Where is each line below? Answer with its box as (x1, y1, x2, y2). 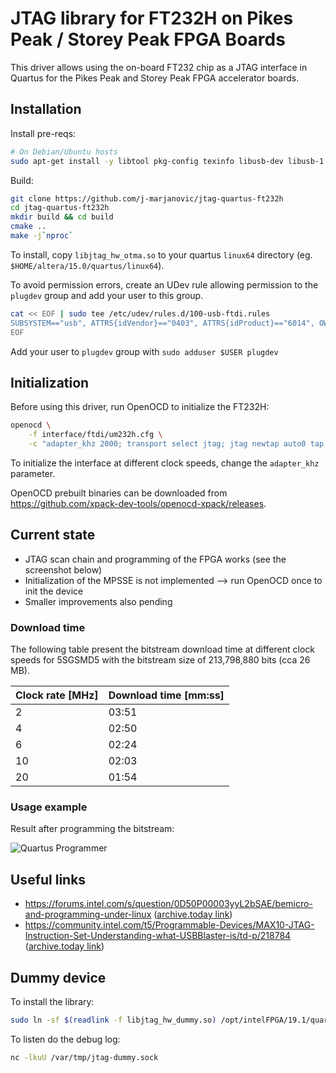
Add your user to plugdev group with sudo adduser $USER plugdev (10, 345, 279, 357)
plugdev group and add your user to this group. (10, 289, 204, 301)
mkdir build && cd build (10, 212, 114, 222)
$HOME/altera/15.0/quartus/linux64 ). (10, 259, 165, 271)
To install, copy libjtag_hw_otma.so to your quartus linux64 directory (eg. (10, 248, 313, 261)
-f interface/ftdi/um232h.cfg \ (28, 430, 163, 440)
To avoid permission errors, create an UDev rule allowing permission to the (10, 278, 319, 291)
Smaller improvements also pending (24, 595, 173, 607)
